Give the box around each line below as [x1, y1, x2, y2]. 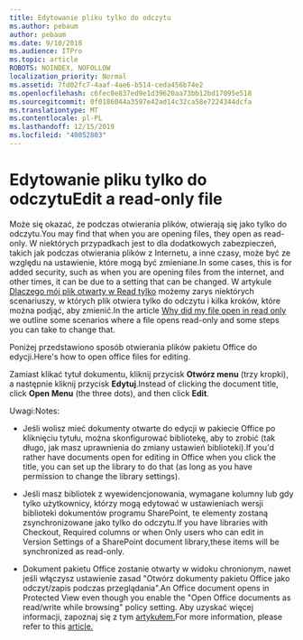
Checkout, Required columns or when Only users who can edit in [22, 526, 264, 537]
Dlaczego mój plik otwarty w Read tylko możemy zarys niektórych [9, 285, 255, 296]
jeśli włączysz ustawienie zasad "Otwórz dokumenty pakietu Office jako [22, 572, 290, 583]
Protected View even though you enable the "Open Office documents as [22, 592, 291, 603]
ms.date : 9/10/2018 [9, 38, 83, 48]
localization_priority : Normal [9, 72, 127, 81]
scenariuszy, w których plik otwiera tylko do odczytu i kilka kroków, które [9, 295, 281, 306]
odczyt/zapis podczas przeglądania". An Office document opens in [22, 582, 270, 593]
